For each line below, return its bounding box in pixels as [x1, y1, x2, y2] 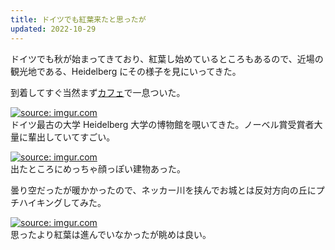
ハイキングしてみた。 [18, 196, 107, 208]
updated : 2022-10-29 [10, 24, 97, 34]
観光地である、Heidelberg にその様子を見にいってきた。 [10, 65, 242, 77]
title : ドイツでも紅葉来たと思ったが [10, 14, 147, 25]
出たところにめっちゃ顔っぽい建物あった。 [10, 162, 186, 175]
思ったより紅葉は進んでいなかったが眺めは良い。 [10, 228, 212, 240]
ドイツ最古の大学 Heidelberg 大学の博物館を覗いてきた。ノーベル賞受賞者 [10, 118, 315, 130]
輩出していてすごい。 [27, 131, 116, 143]
